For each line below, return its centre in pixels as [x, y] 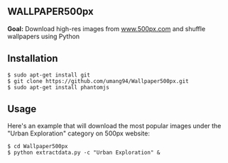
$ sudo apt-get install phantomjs [59, 87]
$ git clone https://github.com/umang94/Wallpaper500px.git [98, 81]
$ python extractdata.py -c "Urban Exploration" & [84, 153]
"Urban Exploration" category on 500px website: [79, 133]
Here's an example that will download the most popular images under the [114, 126]
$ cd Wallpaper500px [38, 147]
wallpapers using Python [44, 36]
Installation [33, 58]
